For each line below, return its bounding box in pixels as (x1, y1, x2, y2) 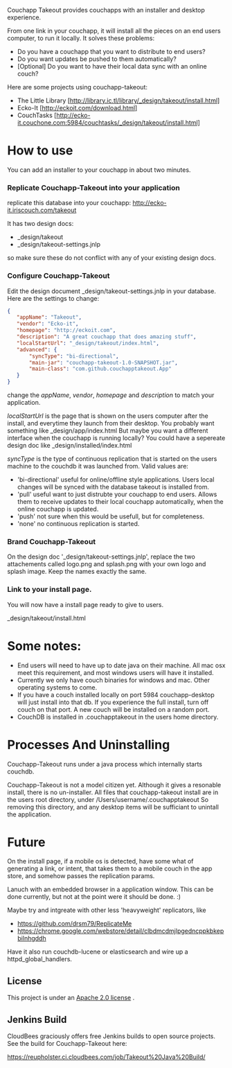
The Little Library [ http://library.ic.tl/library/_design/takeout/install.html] (17, 96, 220, 105)
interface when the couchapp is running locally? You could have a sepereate (7, 434, 226, 442)
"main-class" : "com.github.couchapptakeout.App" (28, 365, 172, 373)
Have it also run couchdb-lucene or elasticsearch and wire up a (7, 947, 188, 956)
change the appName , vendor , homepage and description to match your (7, 391, 215, 399)
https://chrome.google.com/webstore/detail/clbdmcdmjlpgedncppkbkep (17, 927, 224, 935)
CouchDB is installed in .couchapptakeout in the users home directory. (17, 712, 219, 721)
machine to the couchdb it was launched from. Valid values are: (7, 462, 189, 471)
